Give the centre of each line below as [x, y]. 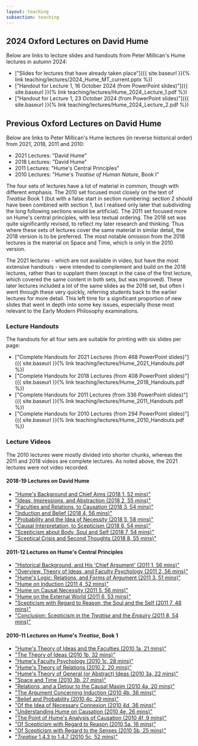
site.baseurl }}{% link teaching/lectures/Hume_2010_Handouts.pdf [103, 420]
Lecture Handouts [33, 326]
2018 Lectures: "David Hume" [51, 162]
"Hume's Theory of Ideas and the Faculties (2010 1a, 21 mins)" [90, 649]
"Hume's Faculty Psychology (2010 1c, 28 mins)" [74, 661]
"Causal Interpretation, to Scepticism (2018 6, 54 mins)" [82, 525]
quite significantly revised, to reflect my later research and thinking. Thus [95, 224]
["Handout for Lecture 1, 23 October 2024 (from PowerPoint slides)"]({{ [102, 99]
